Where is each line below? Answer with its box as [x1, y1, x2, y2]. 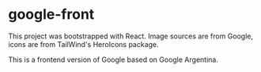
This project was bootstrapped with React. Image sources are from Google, [8, 31, 254, 41]
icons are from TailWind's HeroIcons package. [8, 39, 160, 49]
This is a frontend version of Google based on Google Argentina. [8, 55, 219, 64]
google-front [8, 5, 95, 23]
